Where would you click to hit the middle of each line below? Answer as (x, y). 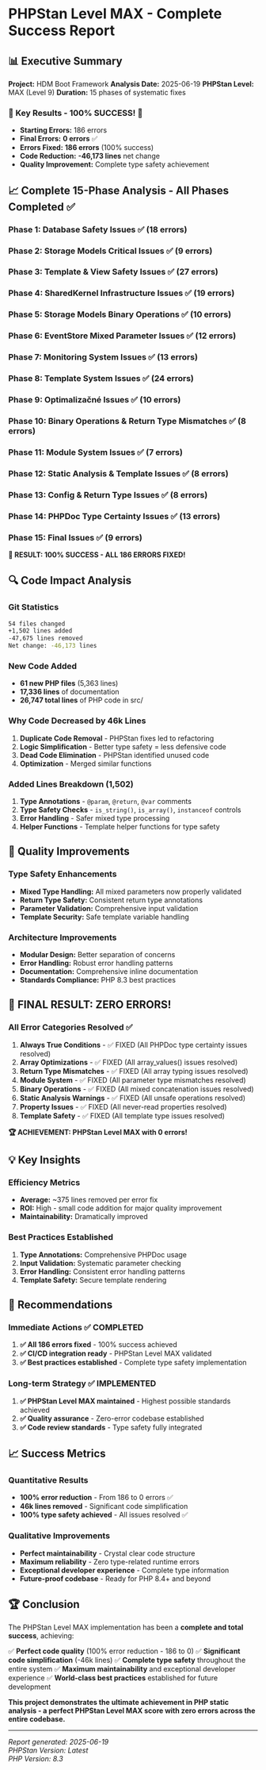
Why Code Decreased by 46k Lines (77, 721)
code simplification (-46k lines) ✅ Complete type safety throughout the (127, 1660)
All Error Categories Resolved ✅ (70, 1027)
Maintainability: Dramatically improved (84, 1217)
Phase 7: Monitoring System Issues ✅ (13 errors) (103, 357)
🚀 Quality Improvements (69, 851)
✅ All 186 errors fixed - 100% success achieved (98, 1345)
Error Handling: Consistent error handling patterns (103, 1272)
